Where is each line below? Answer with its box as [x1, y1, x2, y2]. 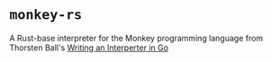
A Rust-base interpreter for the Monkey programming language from [9, 32, 264, 43]
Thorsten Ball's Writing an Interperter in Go [9, 42, 169, 53]
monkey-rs [9, 6, 83, 23]
